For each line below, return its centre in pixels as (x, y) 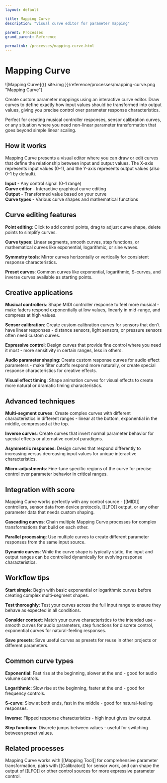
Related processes (35, 748)
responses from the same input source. (45, 542)
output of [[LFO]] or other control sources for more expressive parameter (80, 771)
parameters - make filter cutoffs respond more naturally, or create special (80, 365)
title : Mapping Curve (28, 19)
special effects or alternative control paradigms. (54, 439)
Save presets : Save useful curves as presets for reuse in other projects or (81, 640)
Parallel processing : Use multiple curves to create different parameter (77, 537)
